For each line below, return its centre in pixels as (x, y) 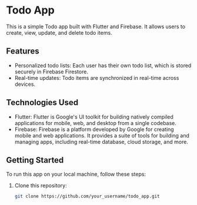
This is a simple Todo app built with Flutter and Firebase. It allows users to (96, 26)
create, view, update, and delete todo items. (59, 32)
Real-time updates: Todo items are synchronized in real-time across (97, 78)
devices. (25, 84)
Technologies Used (42, 103)
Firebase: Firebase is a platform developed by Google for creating (94, 129)
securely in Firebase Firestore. (51, 72)
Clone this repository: (41, 186)
